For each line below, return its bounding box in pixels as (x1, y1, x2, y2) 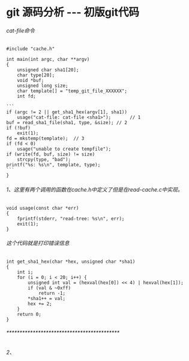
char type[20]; (17, 72, 55, 78)
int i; (17, 269, 34, 275)
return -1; (38, 290, 66, 296)
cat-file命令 (6, 27, 35, 34)
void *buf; (17, 78, 44, 84)
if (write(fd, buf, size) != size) (6, 151, 95, 157)
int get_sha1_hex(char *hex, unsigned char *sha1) (6, 259, 136, 265)
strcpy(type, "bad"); (17, 157, 71, 163)
